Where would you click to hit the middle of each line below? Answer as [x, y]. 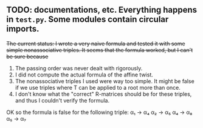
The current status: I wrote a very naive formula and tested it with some [96, 43]
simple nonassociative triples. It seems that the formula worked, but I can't [100, 50]
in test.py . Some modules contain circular [88, 20]
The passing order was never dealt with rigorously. [79, 68]
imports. [23, 29]
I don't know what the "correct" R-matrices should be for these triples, [103, 94]
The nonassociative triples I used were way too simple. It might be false [105, 81]
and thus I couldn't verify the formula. [62, 100]
